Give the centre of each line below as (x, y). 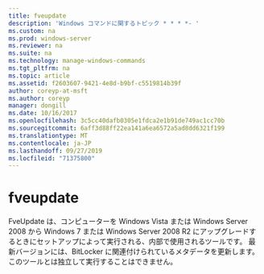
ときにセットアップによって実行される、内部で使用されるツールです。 (131, 242)
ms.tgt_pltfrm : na (39, 68)
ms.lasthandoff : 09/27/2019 (56, 151)
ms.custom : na (32, 31)
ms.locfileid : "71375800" (52, 158)
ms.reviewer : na (35, 46)
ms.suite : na (30, 53)
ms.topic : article (39, 76)
